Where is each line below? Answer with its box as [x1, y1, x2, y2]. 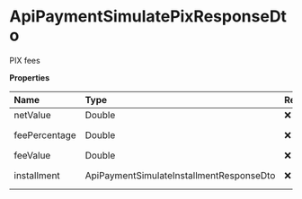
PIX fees [9, 55, 40, 65]
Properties [9, 72, 50, 82]
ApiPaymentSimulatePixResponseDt [9, 6, 288, 27]
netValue [13, 108, 51, 121]
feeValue [13, 149, 51, 161]
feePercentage [13, 128, 76, 141]
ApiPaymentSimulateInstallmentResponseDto [84, 169, 276, 181]
